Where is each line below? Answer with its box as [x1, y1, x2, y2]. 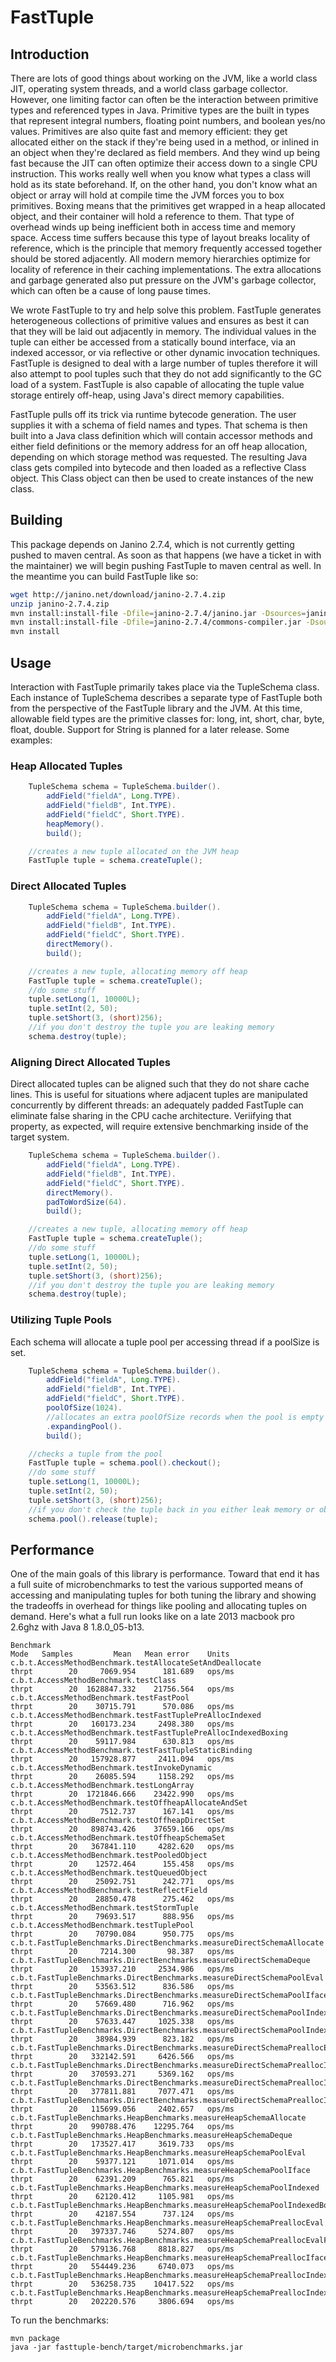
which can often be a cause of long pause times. [10, 285, 211, 296]
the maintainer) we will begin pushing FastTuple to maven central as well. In [10, 559, 322, 571]
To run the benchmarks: [10, 2314, 109, 2326]
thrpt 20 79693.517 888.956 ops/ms [10, 1912, 235, 1922]
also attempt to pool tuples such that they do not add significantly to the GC [10, 368, 322, 380]
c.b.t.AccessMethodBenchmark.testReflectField [10, 1886, 208, 1896]
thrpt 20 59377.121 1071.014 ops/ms [10, 2157, 235, 2167]
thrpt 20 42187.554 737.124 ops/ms [10, 2209, 235, 2220]
